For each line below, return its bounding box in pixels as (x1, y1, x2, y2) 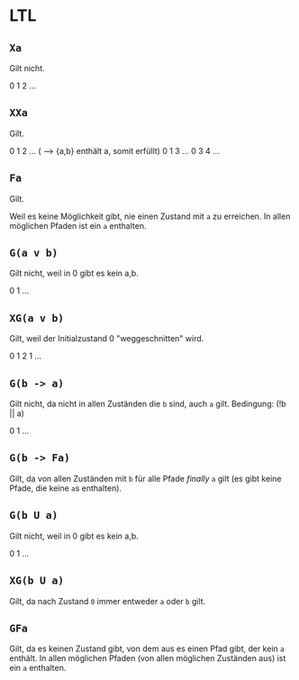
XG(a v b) (9, 312, 65, 324)
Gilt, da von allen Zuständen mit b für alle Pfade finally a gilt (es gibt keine (9, 473, 282, 484)
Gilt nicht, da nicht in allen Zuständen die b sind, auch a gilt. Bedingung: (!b (9, 398, 286, 410)
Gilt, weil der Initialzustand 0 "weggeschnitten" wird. (9, 333, 204, 344)
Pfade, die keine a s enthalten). (9, 483, 122, 494)
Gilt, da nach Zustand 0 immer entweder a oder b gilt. (9, 595, 206, 606)
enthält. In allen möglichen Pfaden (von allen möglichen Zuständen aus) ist (9, 653, 286, 664)
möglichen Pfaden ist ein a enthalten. (9, 220, 147, 231)
